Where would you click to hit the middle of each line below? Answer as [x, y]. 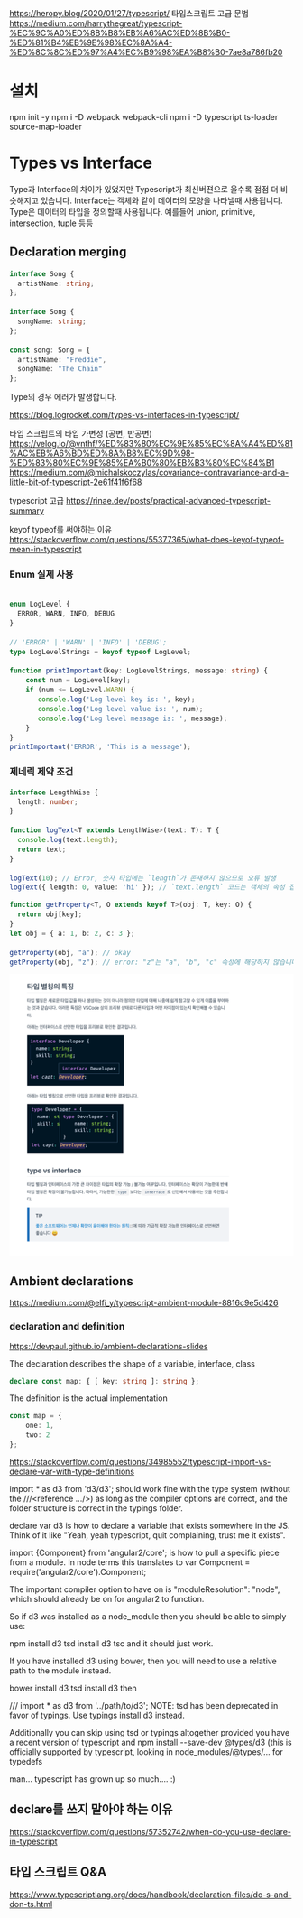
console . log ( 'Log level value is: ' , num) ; [120, 709]
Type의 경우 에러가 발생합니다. [63, 397]
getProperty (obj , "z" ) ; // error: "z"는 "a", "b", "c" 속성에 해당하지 [139, 962]
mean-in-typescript [46, 550]
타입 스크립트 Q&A [58, 1872]
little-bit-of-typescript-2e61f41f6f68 [76, 482]
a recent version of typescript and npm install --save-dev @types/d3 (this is [151, 1742]
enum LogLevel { [40, 604]
